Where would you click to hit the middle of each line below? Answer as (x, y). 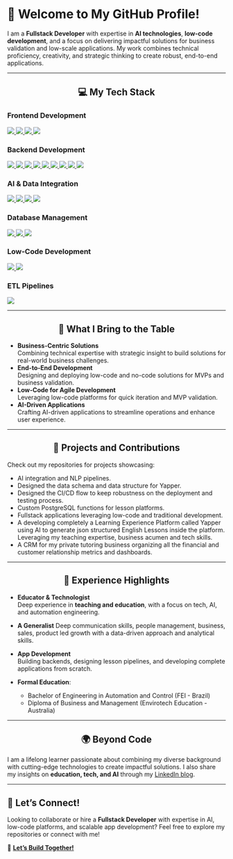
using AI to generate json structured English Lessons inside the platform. (121, 530)
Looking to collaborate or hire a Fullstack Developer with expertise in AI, (111, 819)
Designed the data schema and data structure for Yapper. (99, 485)
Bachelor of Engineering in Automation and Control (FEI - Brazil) (119, 696)
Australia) (41, 710)
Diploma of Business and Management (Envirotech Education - (118, 703)
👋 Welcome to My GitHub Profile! (103, 14)
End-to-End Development (55, 367)
